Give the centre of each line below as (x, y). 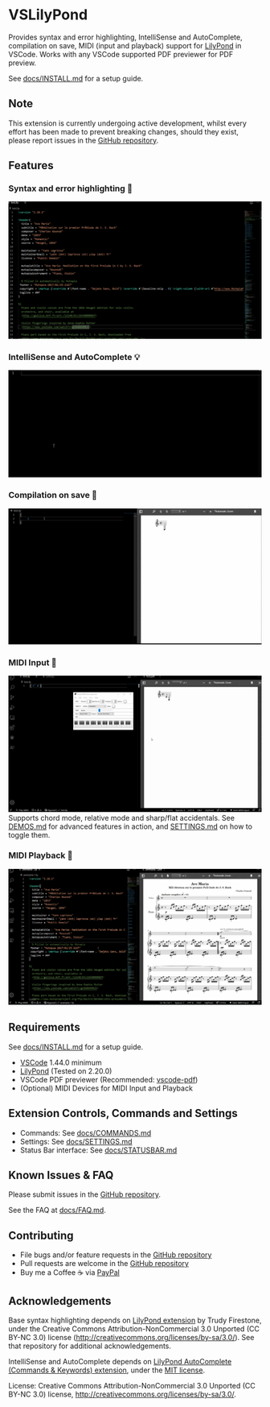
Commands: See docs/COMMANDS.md (86, 1132)
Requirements (44, 1027)
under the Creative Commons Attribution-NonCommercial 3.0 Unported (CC (134, 1329)
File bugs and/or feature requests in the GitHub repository (116, 1255)
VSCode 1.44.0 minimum (61, 1062)
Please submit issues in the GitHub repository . (85, 1194)
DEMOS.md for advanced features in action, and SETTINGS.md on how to (131, 826)
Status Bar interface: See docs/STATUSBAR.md (98, 1150)
